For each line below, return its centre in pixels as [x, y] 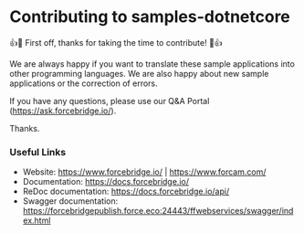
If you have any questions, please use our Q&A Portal [110, 101]
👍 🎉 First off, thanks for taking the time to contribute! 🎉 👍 [116, 42]
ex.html [37, 220]
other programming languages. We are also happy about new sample [139, 73]
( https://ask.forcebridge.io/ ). [63, 111]
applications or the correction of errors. [84, 83]
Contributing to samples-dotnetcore [150, 17]
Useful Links [38, 152]
